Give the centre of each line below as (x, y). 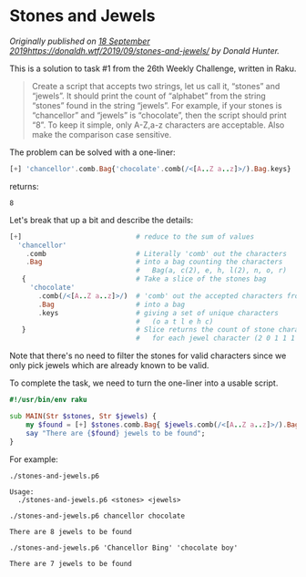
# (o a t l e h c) (174, 321)
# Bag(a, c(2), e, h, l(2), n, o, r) (211, 271)
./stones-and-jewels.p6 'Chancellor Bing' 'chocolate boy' (124, 548)
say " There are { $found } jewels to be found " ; (116, 433)
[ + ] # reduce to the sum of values (132, 237)
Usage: (22, 492)
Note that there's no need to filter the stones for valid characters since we (148, 355)
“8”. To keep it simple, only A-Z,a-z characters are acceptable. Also (158, 125)
